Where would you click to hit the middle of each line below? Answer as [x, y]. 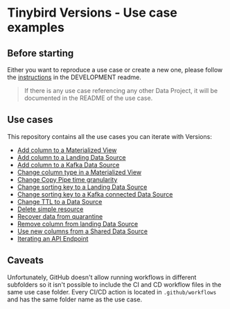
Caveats [25, 261]
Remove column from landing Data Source [78, 224]
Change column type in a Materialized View [79, 172]
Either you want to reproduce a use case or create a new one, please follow [115, 70]
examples [36, 27]
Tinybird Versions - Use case [92, 13]
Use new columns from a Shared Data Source [82, 231]
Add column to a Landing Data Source [71, 157]
